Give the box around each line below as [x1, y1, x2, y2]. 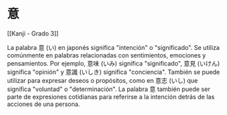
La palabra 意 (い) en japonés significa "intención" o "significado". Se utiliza [7, 43, 220, 51]
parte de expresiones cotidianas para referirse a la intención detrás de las [7, 92, 215, 101]
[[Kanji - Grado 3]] [7, 29, 59, 38]
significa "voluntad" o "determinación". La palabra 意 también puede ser [7, 85, 211, 93]
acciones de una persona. [7, 100, 81, 108]
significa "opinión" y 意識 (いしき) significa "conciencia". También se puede [7, 68, 220, 76]
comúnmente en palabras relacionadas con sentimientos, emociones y [7, 51, 206, 59]
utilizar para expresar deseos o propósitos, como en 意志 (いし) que [7, 76, 198, 84]
